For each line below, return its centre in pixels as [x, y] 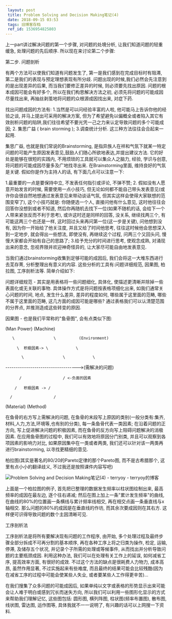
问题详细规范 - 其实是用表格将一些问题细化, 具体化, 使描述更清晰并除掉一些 [84, 282]
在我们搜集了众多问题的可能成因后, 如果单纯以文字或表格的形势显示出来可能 [85, 586]
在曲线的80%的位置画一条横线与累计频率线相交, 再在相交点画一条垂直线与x [85, 502]
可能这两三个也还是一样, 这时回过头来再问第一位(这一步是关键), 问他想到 [82, 221]
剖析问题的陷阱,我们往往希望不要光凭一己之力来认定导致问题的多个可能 [85, 122]
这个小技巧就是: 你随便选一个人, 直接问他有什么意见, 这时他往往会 [97, 202]
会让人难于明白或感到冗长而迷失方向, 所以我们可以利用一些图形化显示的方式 [85, 592]
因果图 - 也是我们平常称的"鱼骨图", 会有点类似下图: [59, 319]
